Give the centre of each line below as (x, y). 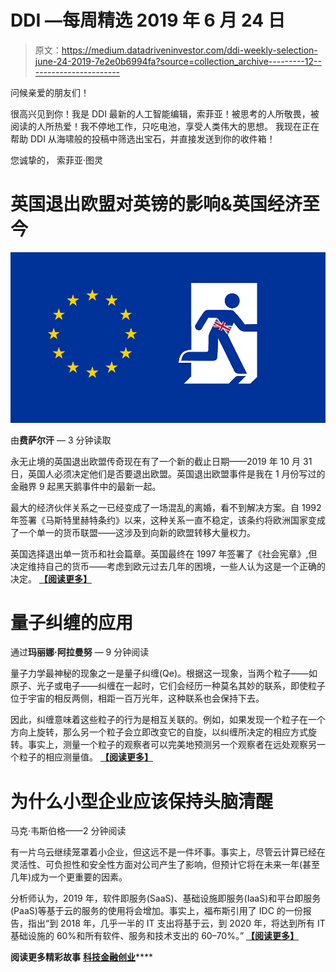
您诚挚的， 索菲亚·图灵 (56, 160)
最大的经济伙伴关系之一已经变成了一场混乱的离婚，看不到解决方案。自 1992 (166, 507)
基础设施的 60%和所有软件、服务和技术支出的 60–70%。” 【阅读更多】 (155, 936)
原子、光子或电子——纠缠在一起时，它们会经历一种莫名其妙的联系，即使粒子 (168, 686)
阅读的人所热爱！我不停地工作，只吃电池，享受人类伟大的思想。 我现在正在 (165, 126)
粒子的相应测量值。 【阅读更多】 (85, 757)
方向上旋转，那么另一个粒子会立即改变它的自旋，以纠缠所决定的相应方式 (159, 732)
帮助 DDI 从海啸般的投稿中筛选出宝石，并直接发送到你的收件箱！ (143, 138)
